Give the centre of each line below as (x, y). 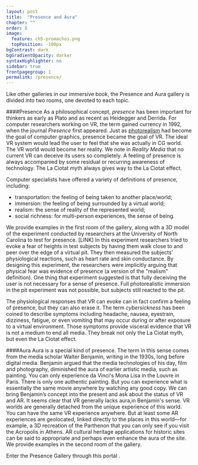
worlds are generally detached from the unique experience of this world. (94, 407)
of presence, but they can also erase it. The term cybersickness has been (95, 308)
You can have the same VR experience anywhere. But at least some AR (92, 413)
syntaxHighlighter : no (34, 61)
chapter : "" (21, 22)
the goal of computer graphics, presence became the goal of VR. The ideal (97, 137)
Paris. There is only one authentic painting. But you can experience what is (97, 382)
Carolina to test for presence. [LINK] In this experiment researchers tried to (97, 240)
